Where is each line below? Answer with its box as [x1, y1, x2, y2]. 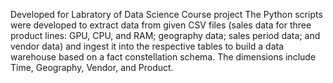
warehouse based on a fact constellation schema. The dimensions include [10, 51, 317, 63]
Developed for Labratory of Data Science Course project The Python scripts [10, 9, 323, 20]
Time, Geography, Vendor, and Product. [10, 62, 174, 73]
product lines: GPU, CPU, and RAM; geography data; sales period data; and [10, 30, 321, 41]
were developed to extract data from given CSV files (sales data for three [10, 19, 312, 31]
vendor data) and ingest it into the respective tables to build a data [10, 40, 285, 52]
